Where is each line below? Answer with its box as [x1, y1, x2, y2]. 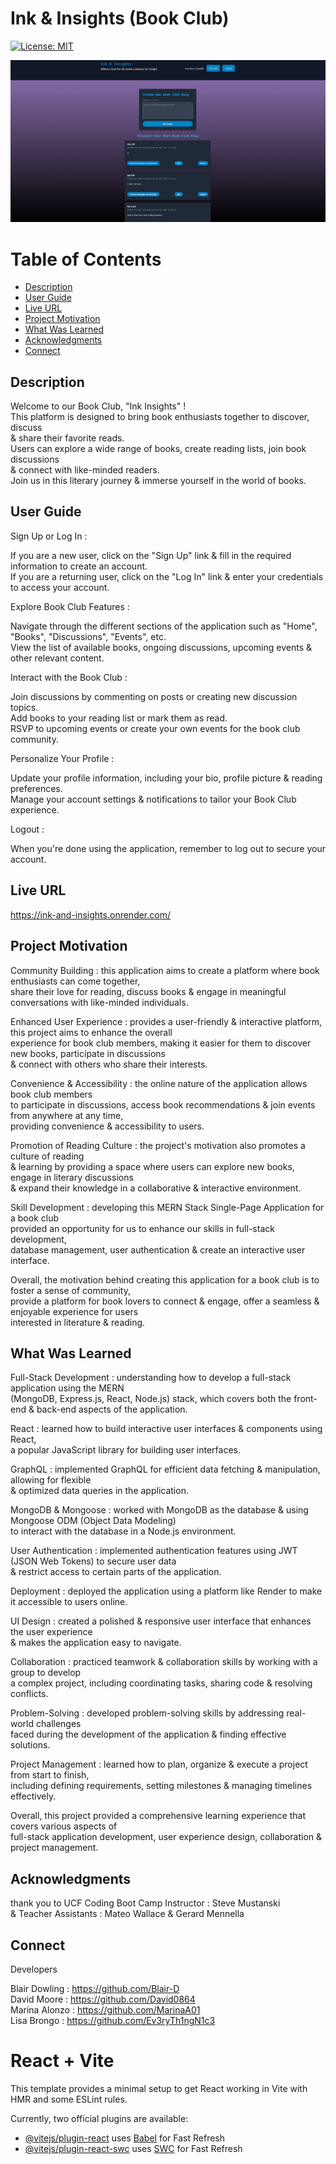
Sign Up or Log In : [10, 530, 88, 542]
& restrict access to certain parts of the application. [10, 1566, 222, 1578]
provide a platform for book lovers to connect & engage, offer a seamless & [10, 1295, 320, 1307]
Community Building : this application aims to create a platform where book [10, 964, 320, 976]
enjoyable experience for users [10, 1305, 139, 1317]
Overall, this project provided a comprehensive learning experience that [10, 1810, 306, 1822]
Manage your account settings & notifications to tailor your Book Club [10, 793, 297, 805]
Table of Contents [10, 248, 162, 271]
